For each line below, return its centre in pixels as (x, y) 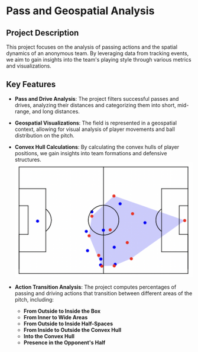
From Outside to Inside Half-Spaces (68, 324)
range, (22, 111)
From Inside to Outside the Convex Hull (72, 330)
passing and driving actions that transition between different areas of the (103, 293)
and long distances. (56, 111)
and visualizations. (29, 66)
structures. (28, 159)
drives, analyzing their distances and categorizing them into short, (95, 105)
